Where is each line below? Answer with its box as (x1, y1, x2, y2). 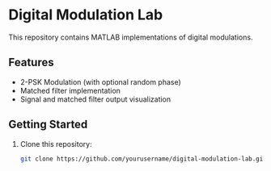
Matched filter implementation (19, 85, 121, 95)
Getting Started (8, 118, 88, 131)
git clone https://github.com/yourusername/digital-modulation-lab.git (19, 155, 267, 163)
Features (8, 56, 54, 69)
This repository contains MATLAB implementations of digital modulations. (8, 32, 253, 42)
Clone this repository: (19, 139, 92, 148)
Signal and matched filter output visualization (19, 94, 171, 104)
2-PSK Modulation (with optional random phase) (19, 77, 182, 86)
